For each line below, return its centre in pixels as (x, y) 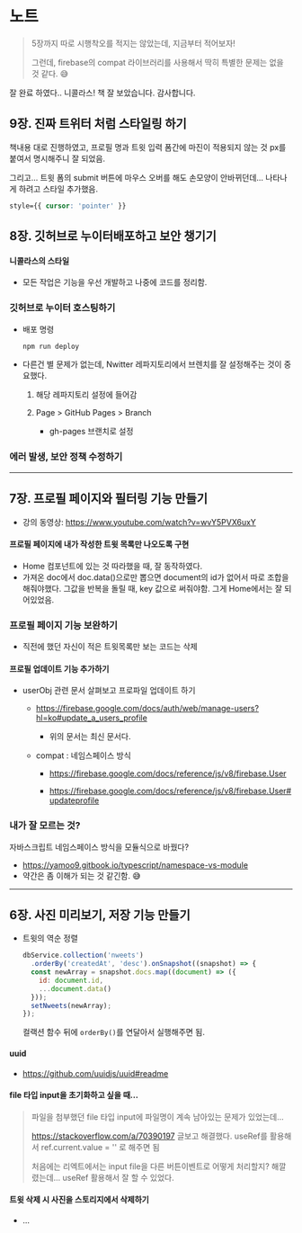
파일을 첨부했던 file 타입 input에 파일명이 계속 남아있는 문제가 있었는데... (158, 1117)
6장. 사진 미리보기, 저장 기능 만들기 (100, 915)
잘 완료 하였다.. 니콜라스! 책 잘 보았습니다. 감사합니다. (102, 93)
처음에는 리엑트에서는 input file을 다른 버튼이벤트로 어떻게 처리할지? (150, 1166)
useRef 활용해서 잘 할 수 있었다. (118, 1177)
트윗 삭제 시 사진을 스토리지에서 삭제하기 (80, 1200)
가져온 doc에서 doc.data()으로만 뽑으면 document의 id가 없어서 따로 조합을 (155, 577)
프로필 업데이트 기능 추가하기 (59, 668)
